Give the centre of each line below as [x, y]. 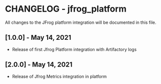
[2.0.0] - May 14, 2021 [39, 65]
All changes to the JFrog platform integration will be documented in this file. [81, 22]
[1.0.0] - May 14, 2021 [38, 38]
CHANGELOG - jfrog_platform [66, 9]
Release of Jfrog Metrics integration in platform [59, 76]
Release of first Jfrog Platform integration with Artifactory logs [74, 49]
